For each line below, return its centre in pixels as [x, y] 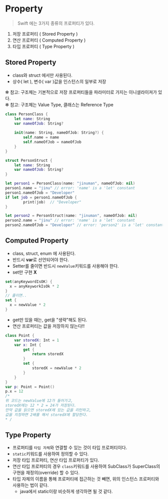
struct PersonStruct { [29, 160]
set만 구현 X [24, 272]
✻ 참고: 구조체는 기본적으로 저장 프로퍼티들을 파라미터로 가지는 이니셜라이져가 [81, 92]
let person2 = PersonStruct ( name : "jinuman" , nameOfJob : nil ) [71, 216]
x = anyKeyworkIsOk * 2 [34, 286]
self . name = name [41, 138]
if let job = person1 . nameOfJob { [41, 197]
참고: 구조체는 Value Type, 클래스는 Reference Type [61, 104]
